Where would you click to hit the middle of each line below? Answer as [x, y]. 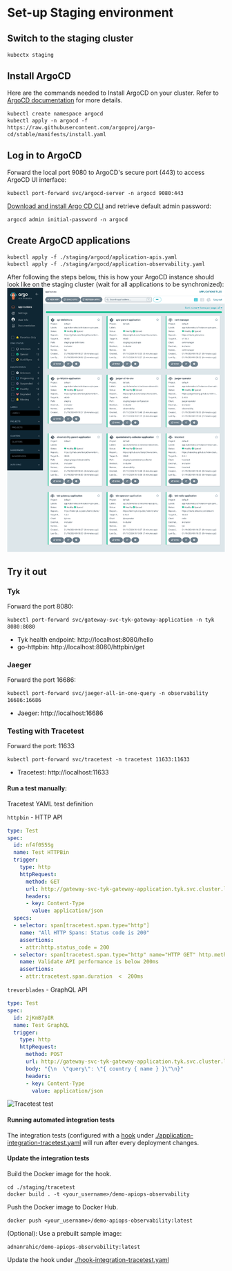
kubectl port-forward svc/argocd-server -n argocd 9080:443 [96, 193]
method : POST [44, 1055]
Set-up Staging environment [90, 13]
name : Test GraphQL [41, 1025]
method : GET [42, 882]
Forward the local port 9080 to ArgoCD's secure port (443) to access [106, 172]
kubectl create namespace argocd [55, 113]
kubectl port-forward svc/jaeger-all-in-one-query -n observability [108, 694]
